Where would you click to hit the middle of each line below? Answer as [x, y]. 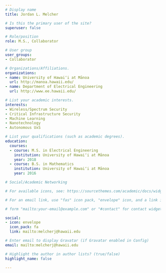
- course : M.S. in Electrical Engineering [54, 150]
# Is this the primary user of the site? [48, 23]
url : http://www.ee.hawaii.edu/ [43, 91]
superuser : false [23, 28]
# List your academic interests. [40, 100]
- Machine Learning [25, 118]
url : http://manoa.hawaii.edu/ [42, 82]
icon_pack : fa [24, 227]
